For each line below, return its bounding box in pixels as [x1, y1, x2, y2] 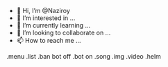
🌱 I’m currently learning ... [16, 21, 91, 29]
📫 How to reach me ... [16, 37, 81, 44]
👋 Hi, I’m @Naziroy [16, 7, 71, 15]
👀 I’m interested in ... [16, 14, 76, 22]
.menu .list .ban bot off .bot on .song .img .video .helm [6, 52, 161, 60]
